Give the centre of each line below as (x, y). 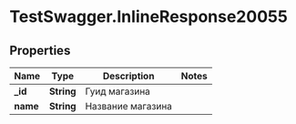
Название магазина (129, 106)
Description (128, 76)
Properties (40, 51)
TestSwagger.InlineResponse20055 (149, 17)
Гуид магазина (117, 91)
